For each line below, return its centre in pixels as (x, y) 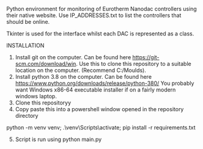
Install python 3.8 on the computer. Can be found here (83, 77)
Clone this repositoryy (43, 103)
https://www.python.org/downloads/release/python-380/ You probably (105, 83)
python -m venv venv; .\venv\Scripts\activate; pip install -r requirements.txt (101, 127)
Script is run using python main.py (58, 139)
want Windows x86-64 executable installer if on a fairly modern (95, 90)
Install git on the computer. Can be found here (73, 57)
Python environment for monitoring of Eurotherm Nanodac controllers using (102, 9)
